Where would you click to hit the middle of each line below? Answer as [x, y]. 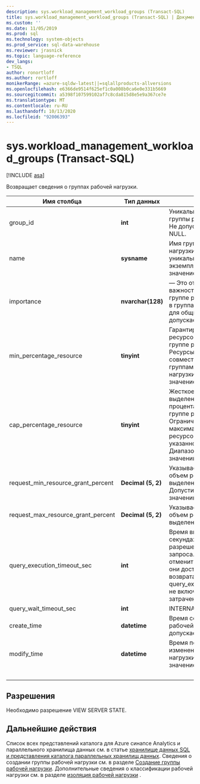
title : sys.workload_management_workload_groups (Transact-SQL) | [90, 17]
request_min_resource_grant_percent [61, 483]
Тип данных [142, 202]
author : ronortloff [30, 73]
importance [25, 302]
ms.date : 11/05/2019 [32, 28]
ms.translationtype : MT [36, 100]
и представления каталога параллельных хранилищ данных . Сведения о [99, 755]
